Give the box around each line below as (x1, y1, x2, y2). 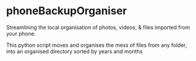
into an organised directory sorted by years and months (6, 47, 143, 54)
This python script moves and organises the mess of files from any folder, (6, 41, 188, 49)
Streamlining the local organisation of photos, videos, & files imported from (6, 24, 190, 31)
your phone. (6, 30, 36, 37)
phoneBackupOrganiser (6, 4, 127, 18)
